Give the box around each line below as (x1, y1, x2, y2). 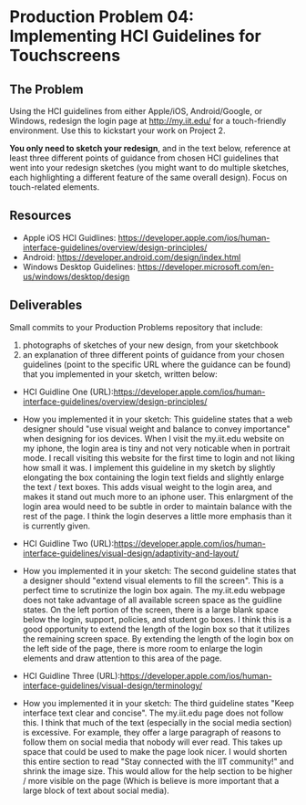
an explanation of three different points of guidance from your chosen (22, 349, 285, 360)
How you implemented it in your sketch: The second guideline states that (22, 565, 297, 576)
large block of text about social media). (22, 785, 170, 796)
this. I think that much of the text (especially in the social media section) (22, 716, 292, 727)
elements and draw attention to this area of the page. (22, 653, 222, 664)
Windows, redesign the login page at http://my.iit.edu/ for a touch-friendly (9, 116, 287, 126)
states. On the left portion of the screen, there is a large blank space (22, 604, 280, 615)
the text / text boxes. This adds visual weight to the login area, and (22, 481, 272, 492)
